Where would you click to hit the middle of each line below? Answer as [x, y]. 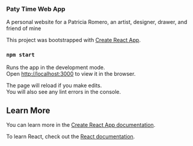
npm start [20, 55]
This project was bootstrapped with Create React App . [74, 40]
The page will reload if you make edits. [54, 85]
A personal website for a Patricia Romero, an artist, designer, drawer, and [97, 22]
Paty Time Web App [36, 9]
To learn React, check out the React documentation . [71, 136]
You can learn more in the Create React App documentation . [81, 125]
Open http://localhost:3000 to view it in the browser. [71, 73]
